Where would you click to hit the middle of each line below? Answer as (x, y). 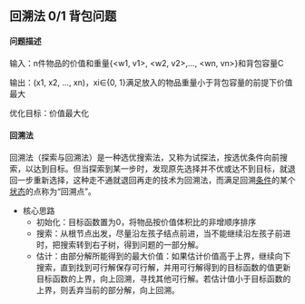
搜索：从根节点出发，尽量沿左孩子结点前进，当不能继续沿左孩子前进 (163, 233)
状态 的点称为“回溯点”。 (53, 191)
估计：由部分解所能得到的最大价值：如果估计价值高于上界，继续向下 (163, 256)
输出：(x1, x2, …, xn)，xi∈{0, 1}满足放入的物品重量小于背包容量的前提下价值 (151, 82)
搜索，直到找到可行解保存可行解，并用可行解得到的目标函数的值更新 (163, 267)
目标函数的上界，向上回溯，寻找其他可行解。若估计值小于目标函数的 (163, 279)
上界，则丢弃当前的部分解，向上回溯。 (108, 289)
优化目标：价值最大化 (49, 113)
